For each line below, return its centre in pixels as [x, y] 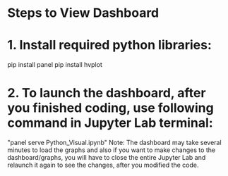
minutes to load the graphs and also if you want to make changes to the [112, 150]
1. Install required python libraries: [109, 45]
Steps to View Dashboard [83, 13]
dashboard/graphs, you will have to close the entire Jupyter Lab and [107, 158]
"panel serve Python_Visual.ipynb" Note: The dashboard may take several [114, 143]
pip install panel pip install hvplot [55, 65]
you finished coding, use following [110, 108]
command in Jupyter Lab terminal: [110, 123]
